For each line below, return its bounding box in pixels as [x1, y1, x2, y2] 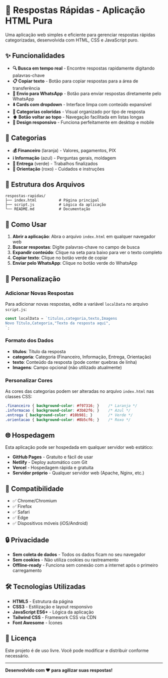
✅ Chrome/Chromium [12, 498, 57, 504]
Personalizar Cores [5, 377, 53, 384]
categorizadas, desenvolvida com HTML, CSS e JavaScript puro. [5, 37, 139, 43]
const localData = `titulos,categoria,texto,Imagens [5, 316, 117, 321]
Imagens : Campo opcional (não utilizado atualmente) [12, 364, 122, 370]
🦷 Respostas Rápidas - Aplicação [5, 5, 145, 16]
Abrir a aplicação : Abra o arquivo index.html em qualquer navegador [12, 234, 156, 240]
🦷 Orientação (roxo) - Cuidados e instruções [12, 166, 105, 172]
